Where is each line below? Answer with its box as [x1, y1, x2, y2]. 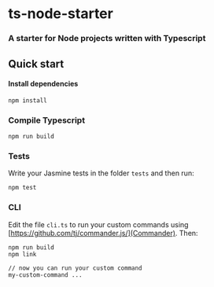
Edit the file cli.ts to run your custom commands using [8, 219, 189, 229]
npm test [8, 184, 37, 192]
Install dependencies [8, 79, 79, 89]
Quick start [8, 57, 65, 71]
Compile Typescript [8, 115, 85, 126]
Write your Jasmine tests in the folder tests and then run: [8, 168, 194, 178]
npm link [8, 250, 37, 258]
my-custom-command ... [8, 270, 83, 279]
